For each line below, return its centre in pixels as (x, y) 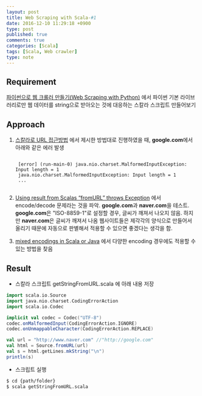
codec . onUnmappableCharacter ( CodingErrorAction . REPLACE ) (80, 329)
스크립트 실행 (31, 369)
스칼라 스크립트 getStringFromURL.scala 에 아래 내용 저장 (84, 284)
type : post (20, 29)
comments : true (26, 40)
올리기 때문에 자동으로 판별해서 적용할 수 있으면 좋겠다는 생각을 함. (94, 228)
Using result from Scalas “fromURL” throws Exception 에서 (88, 198)
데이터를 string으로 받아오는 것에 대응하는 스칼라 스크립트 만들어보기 (115, 105)
